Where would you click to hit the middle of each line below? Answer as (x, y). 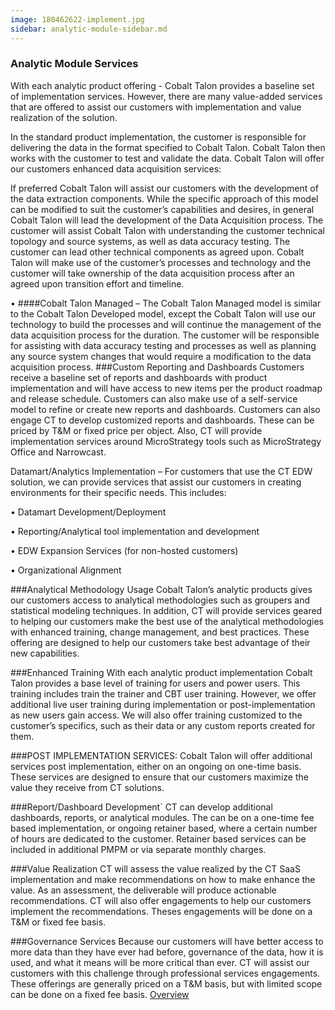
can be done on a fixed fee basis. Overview (100, 994)
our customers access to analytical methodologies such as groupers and (160, 600)
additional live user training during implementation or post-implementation (163, 704)
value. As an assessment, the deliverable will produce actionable (143, 890)
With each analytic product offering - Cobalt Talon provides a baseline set (162, 85)
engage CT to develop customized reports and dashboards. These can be (162, 420)
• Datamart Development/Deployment (88, 512)
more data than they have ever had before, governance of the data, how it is (167, 952)
